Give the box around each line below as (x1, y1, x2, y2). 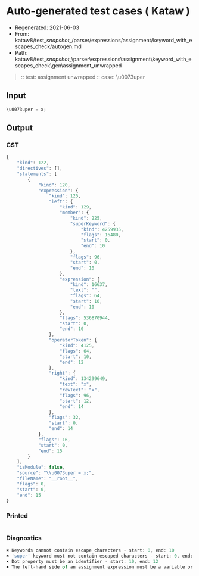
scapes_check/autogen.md (14, 43, 82, 50)
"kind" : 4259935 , (80, 226, 124, 232)
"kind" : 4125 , (59, 343, 95, 349)
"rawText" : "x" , (59, 387, 100, 393)
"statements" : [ (17, 171, 58, 177)
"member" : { (59, 210, 89, 216)
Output (6, 123, 33, 133)
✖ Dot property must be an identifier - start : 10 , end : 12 (6, 558, 159, 564)
